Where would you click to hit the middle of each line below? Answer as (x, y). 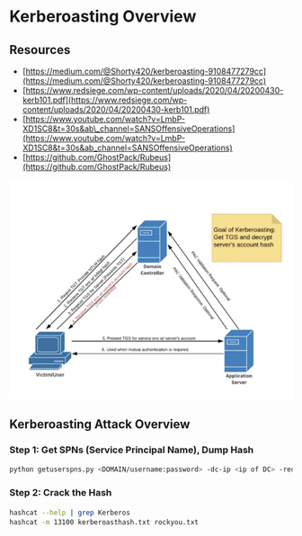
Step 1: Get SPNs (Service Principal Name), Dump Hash (132, 450)
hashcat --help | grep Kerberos (70, 513)
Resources (40, 50)
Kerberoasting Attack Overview (100, 424)
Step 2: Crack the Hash (61, 493)
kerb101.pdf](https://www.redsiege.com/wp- (105, 100)
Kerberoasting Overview (103, 17)
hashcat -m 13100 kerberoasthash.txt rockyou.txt (104, 522)
